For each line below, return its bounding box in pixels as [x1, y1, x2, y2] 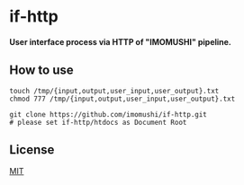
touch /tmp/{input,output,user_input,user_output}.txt [9, 86, 220, 95]
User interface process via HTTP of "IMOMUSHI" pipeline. [9, 36, 232, 47]
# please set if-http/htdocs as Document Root [9, 118, 187, 127]
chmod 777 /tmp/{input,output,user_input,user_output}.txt [9, 94, 236, 103]
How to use [9, 63, 74, 78]
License [9, 142, 55, 157]
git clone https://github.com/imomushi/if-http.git [9, 110, 207, 119]
